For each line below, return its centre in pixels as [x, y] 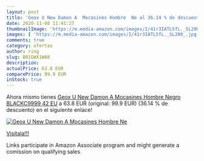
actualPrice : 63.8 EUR [35, 68]
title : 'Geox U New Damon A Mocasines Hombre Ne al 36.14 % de [90, 18]
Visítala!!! [18, 134]
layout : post [23, 12]
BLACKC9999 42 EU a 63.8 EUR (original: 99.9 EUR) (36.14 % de [87, 103]
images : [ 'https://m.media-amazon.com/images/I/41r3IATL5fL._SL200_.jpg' [103, 35]
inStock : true [24, 80]
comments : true [25, 40]
